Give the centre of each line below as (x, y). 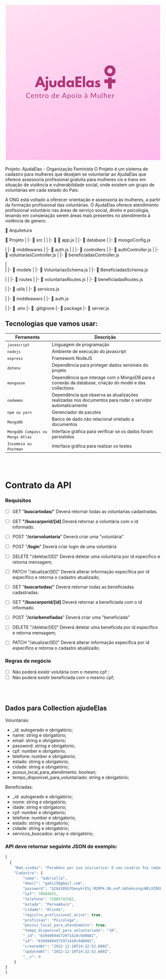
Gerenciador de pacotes (76, 412)
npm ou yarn (20, 413)
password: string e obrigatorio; (44, 746)
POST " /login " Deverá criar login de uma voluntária (64, 546)
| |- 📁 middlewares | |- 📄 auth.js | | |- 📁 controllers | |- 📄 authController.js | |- (82, 249)
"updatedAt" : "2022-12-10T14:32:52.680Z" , (67, 951)
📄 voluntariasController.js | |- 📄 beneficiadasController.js (62, 255)
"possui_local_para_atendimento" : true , (65, 925)
